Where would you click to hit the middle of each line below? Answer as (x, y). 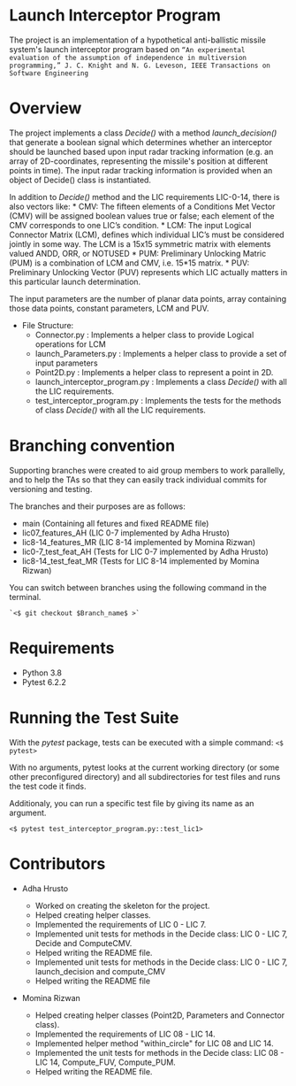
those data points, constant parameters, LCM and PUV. (109, 308)
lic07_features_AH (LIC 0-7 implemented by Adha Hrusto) (125, 533)
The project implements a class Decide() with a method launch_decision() (143, 133)
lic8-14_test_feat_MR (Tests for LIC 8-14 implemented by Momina (140, 561)
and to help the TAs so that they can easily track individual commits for (138, 480)
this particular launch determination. (75, 281)
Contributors (57, 863)
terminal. (25, 597)
